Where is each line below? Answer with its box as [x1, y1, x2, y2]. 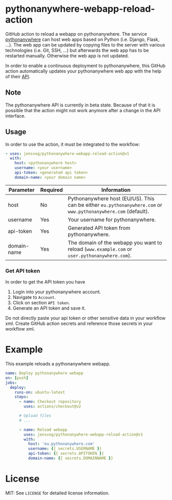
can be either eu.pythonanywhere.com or [68, 201, 163, 208]
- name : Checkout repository [18, 399, 81, 404]
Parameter [8, 186, 35, 193]
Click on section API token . [12, 300, 70, 306]
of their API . [5, 73, 31, 79]
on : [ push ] [5, 375, 29, 380]
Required [40, 186, 63, 193]
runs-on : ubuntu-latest [14, 389, 66, 395]
